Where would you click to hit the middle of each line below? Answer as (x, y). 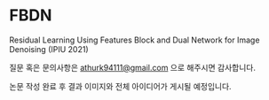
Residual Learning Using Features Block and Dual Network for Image (134, 40)
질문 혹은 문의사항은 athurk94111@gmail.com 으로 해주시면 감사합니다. (132, 67)
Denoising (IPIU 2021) (49, 49)
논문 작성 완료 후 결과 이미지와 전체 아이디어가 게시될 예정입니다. (121, 86)
